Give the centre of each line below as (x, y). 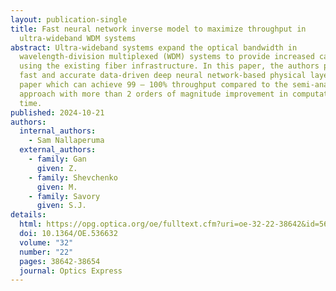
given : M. (57, 187)
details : (28, 215)
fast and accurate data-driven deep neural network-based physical (163, 76)
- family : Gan (57, 159)
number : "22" (46, 252)
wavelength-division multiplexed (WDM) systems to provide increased (167, 57)
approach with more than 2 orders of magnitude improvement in (153, 94)
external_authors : (58, 150)
